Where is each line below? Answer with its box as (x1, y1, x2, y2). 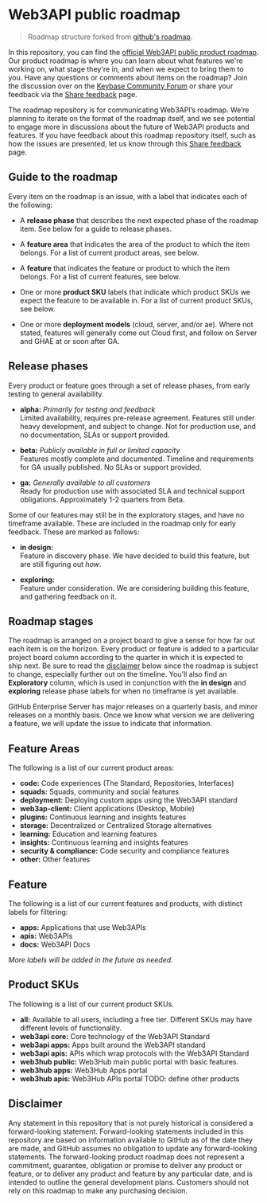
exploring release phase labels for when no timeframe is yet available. (8, 686, 238, 696)
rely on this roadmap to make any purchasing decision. (8, 1185, 188, 1195)
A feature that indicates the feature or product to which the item (19, 263, 230, 272)
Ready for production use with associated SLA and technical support (19, 486, 246, 495)
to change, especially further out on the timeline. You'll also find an (8, 670, 228, 679)
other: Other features (19, 854, 91, 865)
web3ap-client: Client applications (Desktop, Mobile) (19, 804, 195, 814)
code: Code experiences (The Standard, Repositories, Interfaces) (19, 779, 234, 788)
